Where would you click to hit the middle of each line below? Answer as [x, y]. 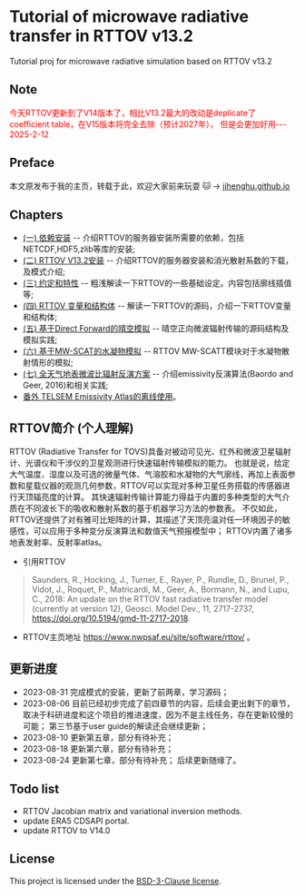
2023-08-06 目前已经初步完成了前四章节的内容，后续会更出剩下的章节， [158, 703]
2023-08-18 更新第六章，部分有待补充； [98, 749]
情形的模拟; [52, 363]
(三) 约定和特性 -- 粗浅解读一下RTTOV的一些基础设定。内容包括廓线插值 [157, 283]
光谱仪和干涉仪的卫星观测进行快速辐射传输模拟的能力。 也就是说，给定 [157, 463]
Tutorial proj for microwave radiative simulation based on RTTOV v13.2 [141, 61]
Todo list [34, 789]
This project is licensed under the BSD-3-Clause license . [116, 880]
